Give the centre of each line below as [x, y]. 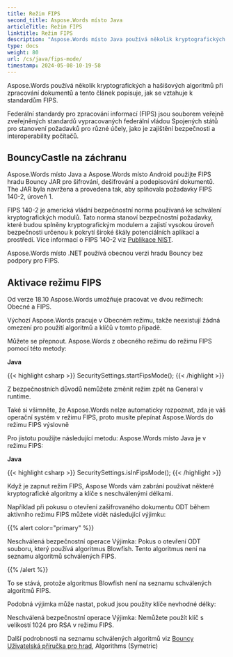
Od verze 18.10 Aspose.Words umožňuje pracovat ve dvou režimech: [105, 300]
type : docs [23, 46]
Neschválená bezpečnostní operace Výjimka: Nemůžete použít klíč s [105, 618]
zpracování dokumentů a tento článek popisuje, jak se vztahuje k [100, 93]
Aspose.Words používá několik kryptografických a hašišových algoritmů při [115, 85]
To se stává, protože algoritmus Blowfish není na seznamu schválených [110, 583]
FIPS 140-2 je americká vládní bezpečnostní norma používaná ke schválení [114, 210]
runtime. [19, 396]
